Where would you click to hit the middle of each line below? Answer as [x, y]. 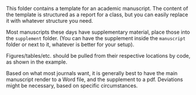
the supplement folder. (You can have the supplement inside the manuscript [96, 38]
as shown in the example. [37, 62]
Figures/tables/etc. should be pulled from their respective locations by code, [98, 56]
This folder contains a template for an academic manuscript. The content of [97, 8]
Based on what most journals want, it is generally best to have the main [92, 73]
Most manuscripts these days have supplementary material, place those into [98, 32]
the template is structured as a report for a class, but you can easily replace [97, 15]
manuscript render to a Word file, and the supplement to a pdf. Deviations [94, 79]
